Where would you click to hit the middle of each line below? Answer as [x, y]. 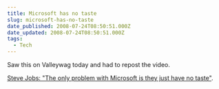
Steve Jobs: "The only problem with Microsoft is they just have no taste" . [110, 78]
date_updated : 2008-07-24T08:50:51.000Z [66, 33]
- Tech [23, 45]
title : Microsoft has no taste [52, 13]
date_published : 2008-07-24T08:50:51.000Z [69, 26]
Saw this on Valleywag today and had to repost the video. [88, 65]
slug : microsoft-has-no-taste [51, 20]
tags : [15, 39]
